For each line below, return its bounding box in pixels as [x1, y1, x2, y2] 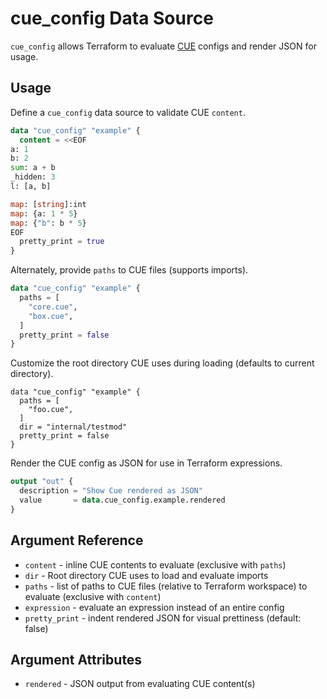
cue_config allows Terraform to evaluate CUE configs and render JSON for [10, 40, 317, 52]
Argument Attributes [10, 651, 143, 668]
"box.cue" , [28, 311, 74, 321]
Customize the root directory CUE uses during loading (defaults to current [10, 357, 315, 369]
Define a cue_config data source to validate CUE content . [10, 106, 246, 118]
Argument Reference [10, 532, 144, 549]
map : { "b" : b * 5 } [10, 218, 87, 228]
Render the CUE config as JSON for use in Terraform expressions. [10, 457, 283, 469]
